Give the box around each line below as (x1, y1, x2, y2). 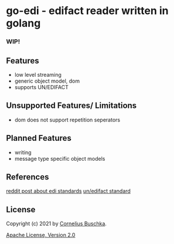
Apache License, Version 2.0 (6, 232, 76, 239)
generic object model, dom (14, 77, 80, 84)
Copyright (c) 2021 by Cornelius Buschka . (6, 220, 107, 227)
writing (14, 148, 32, 156)
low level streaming (14, 71, 62, 78)
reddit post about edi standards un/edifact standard (6, 188, 131, 195)
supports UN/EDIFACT (14, 83, 69, 90)
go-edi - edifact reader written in (6, 4, 169, 18)
